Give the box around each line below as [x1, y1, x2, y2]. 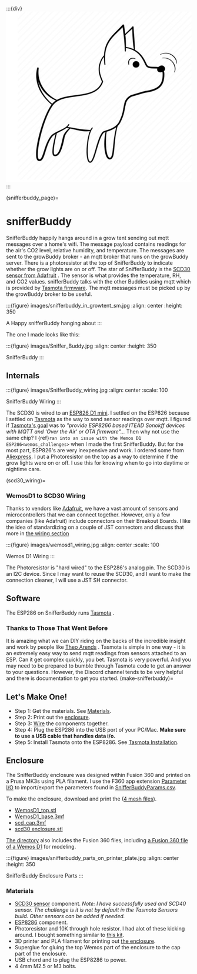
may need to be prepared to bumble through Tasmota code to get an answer [6, 662, 192, 669]
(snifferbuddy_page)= [6, 194, 59, 202]
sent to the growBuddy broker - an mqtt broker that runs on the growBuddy [6, 253, 189, 260]
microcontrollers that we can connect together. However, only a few [6, 511, 171, 518]
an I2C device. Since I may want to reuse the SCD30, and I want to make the [6, 571, 191, 578]
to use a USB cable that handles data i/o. [14, 732, 116, 739]
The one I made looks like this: [6, 331, 80, 338]
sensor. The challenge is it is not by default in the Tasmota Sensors [14, 906, 178, 913]
